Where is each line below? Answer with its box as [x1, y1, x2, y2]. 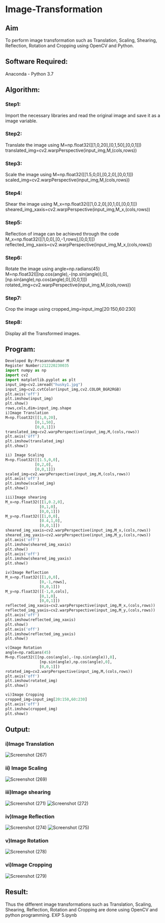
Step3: [5, 160, 22, 167]
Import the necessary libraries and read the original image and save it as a [5, 112, 160, 118]
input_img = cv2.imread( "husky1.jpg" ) [5, 382, 83, 387]
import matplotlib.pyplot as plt [5, 377, 76, 382]
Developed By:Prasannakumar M [5, 358, 70, 364]
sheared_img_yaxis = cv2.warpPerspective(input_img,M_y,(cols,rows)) [5, 533, 151, 538]
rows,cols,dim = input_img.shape [5, 406, 72, 411]
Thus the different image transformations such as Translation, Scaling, [5, 901, 152, 907]
